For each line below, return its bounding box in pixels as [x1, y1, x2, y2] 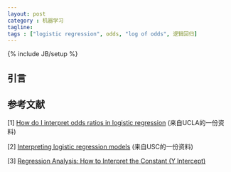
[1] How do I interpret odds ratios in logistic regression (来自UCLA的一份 [7, 119, 218, 127]
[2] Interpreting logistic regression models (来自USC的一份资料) [7, 143, 194, 151]
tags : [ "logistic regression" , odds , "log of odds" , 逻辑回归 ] [7, 30, 198, 38]
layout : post [7, 10, 46, 18]
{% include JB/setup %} [7, 50, 78, 58]
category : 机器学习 [7, 17, 64, 24]
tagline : [7, 23, 33, 31]
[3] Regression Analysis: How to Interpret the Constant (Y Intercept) [7, 157, 206, 166]
